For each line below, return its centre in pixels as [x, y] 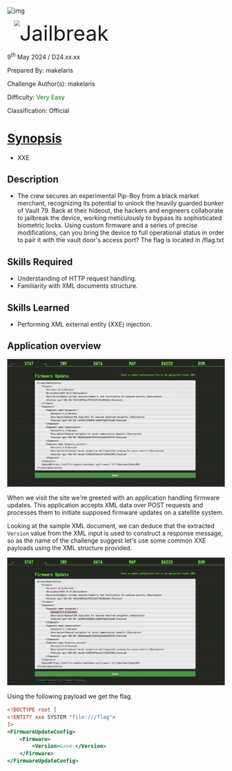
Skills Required [40, 262]
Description [33, 179]
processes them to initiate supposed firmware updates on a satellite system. [116, 512]
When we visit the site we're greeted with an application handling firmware [113, 498]
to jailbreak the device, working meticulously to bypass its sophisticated [119, 218]
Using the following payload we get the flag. [70, 696]
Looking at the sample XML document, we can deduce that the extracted [111, 525]
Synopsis [35, 138]
